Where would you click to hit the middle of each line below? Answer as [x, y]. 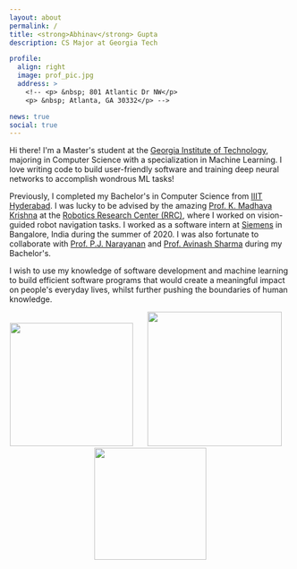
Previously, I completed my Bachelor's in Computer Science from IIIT [136, 196]
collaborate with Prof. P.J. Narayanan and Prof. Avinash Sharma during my [146, 244]
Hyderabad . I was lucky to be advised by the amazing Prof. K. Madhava [141, 206]
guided [22, 225]
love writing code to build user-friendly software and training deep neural [144, 169]
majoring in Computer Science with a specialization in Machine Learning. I [146, 160]
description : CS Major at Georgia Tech [84, 43]
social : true [34, 125]
